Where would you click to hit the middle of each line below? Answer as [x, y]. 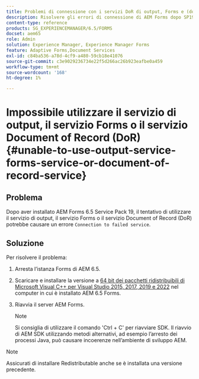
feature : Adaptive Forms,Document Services [61, 50]
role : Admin [21, 39]
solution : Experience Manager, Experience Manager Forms [78, 45]
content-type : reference [37, 23]
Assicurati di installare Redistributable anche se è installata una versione [94, 363]
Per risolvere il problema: [37, 257]
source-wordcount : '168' [37, 72]
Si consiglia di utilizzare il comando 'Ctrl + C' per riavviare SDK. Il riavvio [103, 327]
